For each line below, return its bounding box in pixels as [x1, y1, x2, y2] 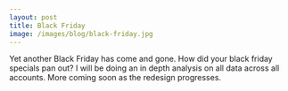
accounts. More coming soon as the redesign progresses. [9, 72, 221, 83]
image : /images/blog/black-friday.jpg [9, 29, 153, 38]
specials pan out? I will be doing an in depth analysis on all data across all [9, 63, 280, 73]
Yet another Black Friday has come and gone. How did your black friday [9, 54, 274, 64]
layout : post [9, 12, 58, 22]
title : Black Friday [9, 21, 86, 30]
